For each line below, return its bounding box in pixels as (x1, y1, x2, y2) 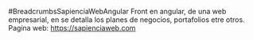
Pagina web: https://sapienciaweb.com (8, 24, 136, 32)
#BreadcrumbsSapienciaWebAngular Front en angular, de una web (8, 7, 227, 16)
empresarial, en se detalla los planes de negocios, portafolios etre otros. (8, 15, 245, 24)
